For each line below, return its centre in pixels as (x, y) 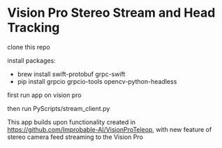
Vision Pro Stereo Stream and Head (111, 13)
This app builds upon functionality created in (72, 122)
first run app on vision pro (44, 95)
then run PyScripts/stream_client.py (59, 108)
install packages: (31, 60)
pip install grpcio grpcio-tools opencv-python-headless (97, 81)
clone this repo (29, 47)
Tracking (34, 28)
